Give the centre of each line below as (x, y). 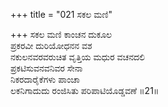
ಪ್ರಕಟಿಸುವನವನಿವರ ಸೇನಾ (46, 68)
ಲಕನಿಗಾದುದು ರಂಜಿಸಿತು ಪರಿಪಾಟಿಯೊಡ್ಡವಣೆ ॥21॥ (85, 90)
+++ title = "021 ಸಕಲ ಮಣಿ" (61, 14)
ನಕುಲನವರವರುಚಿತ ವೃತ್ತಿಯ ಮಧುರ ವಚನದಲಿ (77, 57)
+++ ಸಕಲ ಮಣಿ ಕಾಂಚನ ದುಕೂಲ (61, 34)
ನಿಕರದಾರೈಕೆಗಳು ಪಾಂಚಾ (45, 79)
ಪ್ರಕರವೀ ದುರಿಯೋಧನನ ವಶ (51, 45)
